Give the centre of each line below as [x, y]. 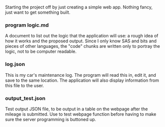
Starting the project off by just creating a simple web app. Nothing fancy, [79, 7]
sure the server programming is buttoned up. [51, 119]
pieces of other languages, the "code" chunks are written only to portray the [82, 46]
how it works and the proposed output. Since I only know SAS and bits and [81, 41]
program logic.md [27, 25]
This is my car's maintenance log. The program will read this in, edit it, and [81, 75]
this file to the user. [25, 85]
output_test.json [25, 98]
